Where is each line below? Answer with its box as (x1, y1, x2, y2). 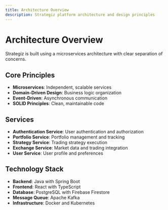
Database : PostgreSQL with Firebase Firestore (12, 189, 110, 195)
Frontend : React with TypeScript (12, 184, 81, 190)
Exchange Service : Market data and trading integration (12, 145, 128, 151)
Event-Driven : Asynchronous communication (12, 95, 108, 101)
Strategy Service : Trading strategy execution (12, 139, 108, 146)
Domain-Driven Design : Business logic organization (12, 90, 122, 96)
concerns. (5, 56, 27, 62)
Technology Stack (5, 165, 64, 173)
